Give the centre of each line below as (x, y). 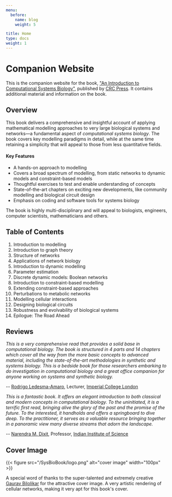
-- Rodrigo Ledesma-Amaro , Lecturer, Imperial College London (72, 387)
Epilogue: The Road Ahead (41, 315)
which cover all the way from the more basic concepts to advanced (77, 355)
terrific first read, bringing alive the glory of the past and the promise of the (85, 407)
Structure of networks (36, 255)
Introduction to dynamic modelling (49, 266)
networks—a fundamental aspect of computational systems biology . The (83, 133)
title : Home (18, 34)
